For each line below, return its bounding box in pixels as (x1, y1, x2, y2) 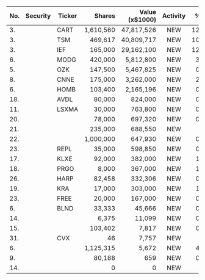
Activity (162, 12, 186, 20)
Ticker (57, 12, 77, 20)
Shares (94, 12, 116, 20)
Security (25, 12, 51, 20)
